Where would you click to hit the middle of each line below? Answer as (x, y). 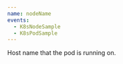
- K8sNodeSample (37, 26)
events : (19, 20)
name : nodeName (29, 14)
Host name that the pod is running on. (62, 53)
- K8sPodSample (36, 33)
